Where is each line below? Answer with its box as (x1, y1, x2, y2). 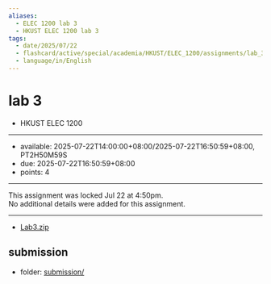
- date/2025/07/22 (15, 42, 78, 50)
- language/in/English (15, 57, 92, 65)
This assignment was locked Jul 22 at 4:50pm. (8, 190, 164, 200)
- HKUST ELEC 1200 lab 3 (15, 27, 99, 35)
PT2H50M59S (19, 150, 68, 160)
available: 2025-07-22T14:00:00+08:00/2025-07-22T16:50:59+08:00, (19, 141, 256, 151)
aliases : (8, 11, 38, 20)
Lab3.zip (19, 222, 50, 232)
